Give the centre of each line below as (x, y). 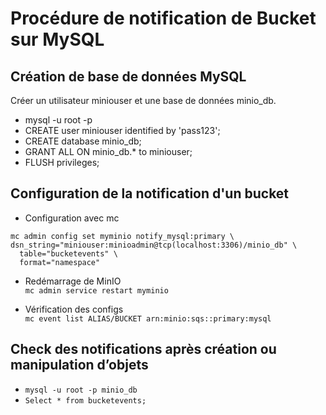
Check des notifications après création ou (143, 349)
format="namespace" (60, 262)
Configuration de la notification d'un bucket (150, 193)
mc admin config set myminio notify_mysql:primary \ (122, 236)
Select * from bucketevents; (85, 400)
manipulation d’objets (79, 365)
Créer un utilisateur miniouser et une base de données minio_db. (143, 100)
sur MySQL (57, 39)
